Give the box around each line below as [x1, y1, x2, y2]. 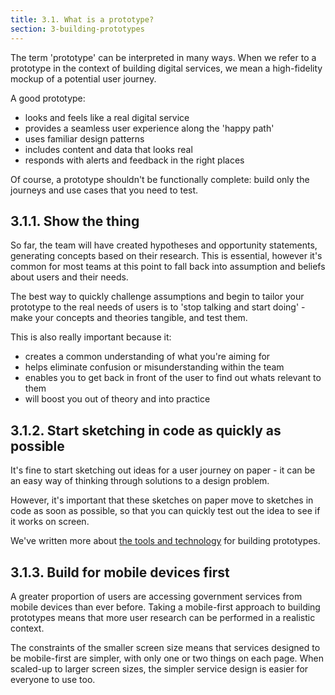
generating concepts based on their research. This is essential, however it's [10, 250, 323, 262]
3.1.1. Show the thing [10, 212, 140, 230]
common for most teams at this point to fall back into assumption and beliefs [10, 261, 326, 273]
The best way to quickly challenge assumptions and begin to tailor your [10, 291, 305, 303]
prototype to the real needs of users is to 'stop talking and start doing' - [10, 301, 306, 313]
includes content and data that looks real [24, 143, 193, 155]
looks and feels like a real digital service [24, 111, 190, 123]
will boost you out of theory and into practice [24, 393, 211, 405]
